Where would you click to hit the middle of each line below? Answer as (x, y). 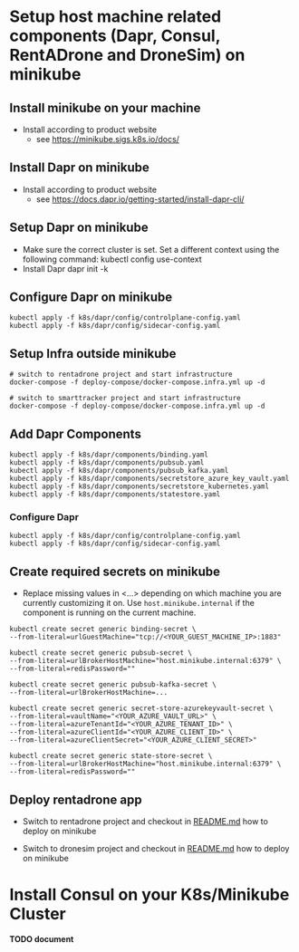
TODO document (42, 938)
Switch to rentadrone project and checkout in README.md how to (145, 821)
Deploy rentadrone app (76, 799)
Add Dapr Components (76, 433)
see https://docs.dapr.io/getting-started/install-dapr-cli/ (140, 199)
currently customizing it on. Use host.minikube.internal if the (139, 603)
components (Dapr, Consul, (115, 36)
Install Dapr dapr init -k (65, 268)
